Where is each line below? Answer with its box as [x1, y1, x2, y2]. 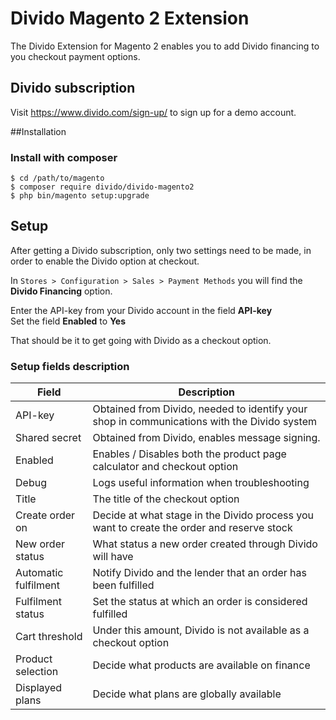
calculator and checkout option [92, 460, 239, 474]
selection [15, 665, 59, 679]
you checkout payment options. [10, 50, 141, 62]
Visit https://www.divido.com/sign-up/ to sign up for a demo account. [10, 106, 297, 118]
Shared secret [15, 431, 82, 445]
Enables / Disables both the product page [92, 447, 287, 461]
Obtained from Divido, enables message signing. [92, 431, 321, 445]
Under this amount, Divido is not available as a [92, 623, 310, 637]
